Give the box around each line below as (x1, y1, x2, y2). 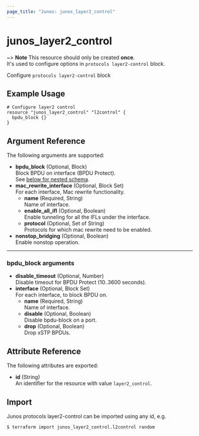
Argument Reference (6, 136, 86, 146)
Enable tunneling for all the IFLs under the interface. (24, 214, 151, 221)
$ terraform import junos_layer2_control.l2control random (6, 424, 155, 430)
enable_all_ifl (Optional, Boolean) (24, 207, 106, 214)
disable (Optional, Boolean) (24, 310, 92, 318)
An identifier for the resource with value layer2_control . (15, 380, 152, 387)
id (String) (15, 374, 40, 381)
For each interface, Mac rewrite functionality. (15, 188, 125, 195)
